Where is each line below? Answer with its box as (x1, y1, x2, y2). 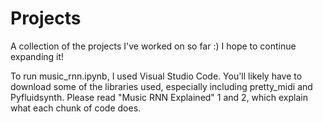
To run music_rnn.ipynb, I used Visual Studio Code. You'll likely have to (10, 70, 303, 82)
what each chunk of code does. (10, 102, 142, 114)
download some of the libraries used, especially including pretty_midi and (10, 80, 313, 92)
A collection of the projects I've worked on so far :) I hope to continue (10, 40, 297, 52)
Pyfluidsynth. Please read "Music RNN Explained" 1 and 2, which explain (10, 91, 308, 103)
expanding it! (10, 50, 65, 62)
